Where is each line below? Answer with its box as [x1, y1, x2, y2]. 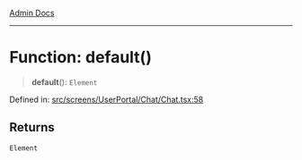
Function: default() [9, 47, 153, 68]
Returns [9, 120, 56, 135]
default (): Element [31, 76, 98, 88]
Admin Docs [9, 8, 55, 18]
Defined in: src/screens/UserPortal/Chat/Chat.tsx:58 [9, 94, 204, 105]
